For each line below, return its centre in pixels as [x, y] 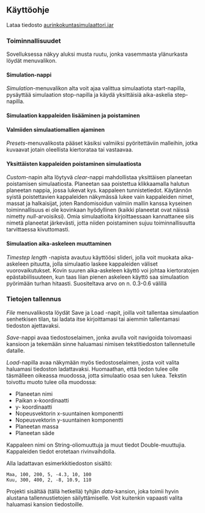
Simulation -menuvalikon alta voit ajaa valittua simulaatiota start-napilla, [96, 88]
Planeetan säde [35, 433]
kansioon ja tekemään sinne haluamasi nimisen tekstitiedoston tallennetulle [101, 344]
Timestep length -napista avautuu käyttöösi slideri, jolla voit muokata [93, 257]
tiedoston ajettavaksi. [33, 325]
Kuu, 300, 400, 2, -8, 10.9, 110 [49, 480]
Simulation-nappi [29, 75]
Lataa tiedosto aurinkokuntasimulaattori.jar [60, 25]
